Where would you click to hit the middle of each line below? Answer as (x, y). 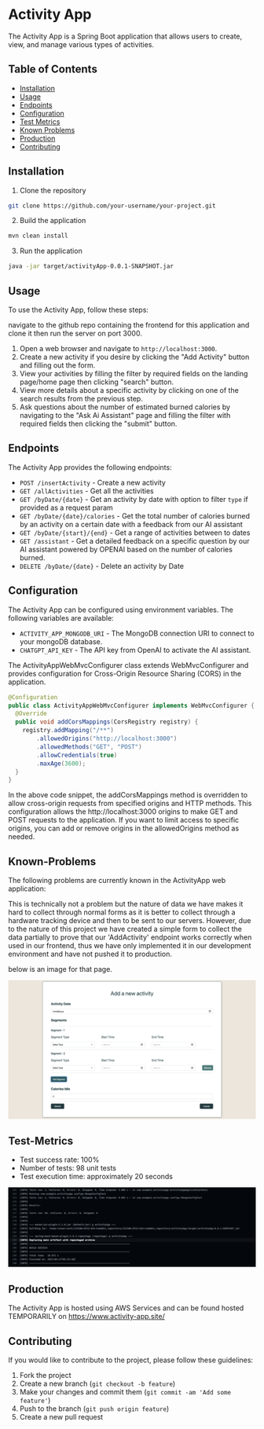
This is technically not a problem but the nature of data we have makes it (126, 904)
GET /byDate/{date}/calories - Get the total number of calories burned (134, 515)
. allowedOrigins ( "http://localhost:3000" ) (107, 738)
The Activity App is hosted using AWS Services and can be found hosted (126, 1308)
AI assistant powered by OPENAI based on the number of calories (126, 549)
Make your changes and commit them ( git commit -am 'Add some (125, 1391)
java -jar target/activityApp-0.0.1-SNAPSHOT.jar (91, 266)
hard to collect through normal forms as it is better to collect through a (122, 912)
